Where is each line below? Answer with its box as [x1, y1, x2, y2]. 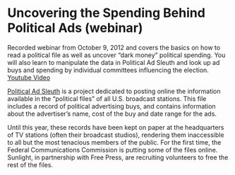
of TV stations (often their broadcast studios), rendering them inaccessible [7, 131, 224, 139]
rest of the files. [7, 160, 54, 169]
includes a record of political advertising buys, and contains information [7, 102, 217, 110]
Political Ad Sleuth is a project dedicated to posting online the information [7, 87, 221, 95]
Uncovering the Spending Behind [7, 5, 206, 21]
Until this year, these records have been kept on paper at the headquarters [7, 123, 224, 131]
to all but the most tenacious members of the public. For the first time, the [7, 138, 222, 146]
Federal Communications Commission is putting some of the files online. [7, 145, 218, 154]
